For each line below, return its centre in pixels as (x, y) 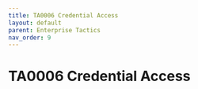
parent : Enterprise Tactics (55, 30)
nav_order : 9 (30, 37)
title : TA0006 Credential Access (63, 15)
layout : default (35, 23)
